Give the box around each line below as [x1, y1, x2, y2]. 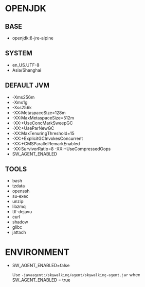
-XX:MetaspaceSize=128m [12, 110, 66, 116]
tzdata [12, 183, 25, 189]
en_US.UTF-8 [12, 62, 40, 68]
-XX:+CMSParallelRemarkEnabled [12, 140, 80, 146]
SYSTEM [5, 49, 33, 57]
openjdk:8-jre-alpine [12, 35, 54, 41]
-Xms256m [12, 94, 35, 100]
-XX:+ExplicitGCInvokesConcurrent [12, 135, 83, 141]
